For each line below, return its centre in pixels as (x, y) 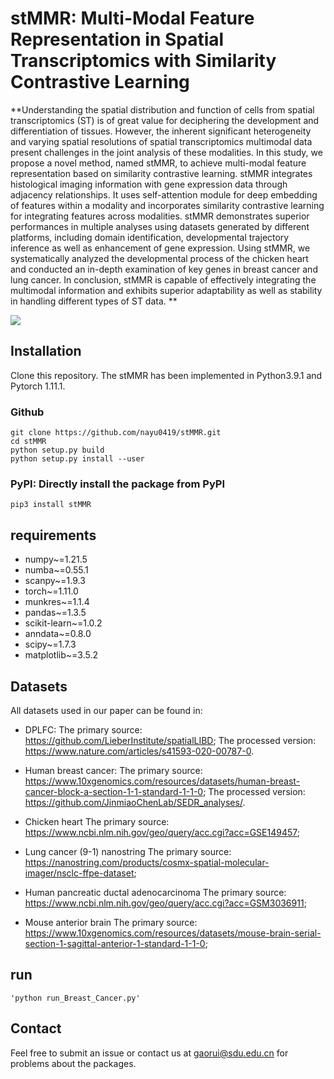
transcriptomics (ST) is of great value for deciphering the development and (165, 120)
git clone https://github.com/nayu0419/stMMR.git (116, 433)
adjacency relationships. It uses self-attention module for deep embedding (164, 194)
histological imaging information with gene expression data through (149, 184)
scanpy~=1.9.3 (55, 581)
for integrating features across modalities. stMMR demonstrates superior (160, 216)
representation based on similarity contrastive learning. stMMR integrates (161, 173)
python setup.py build (57, 450)
